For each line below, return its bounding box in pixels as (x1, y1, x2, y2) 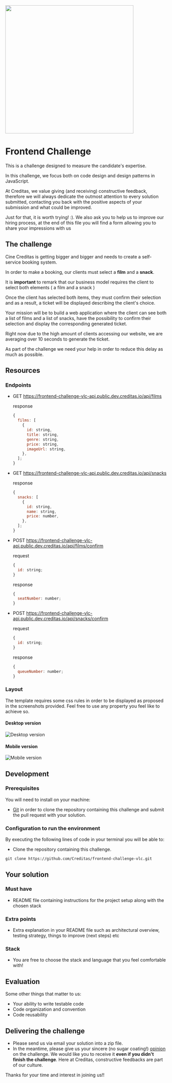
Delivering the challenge (5, 1027, 85, 1035)
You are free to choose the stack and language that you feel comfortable (12, 957, 166, 963)
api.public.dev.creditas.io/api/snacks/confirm (12, 615, 109, 622)
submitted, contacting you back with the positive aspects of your (5, 198, 142, 205)
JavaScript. (5, 178, 30, 184)
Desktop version (5, 720, 41, 726)
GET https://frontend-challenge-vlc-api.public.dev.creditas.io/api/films (12, 393, 162, 399)
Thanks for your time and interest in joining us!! (5, 1072, 105, 1078)
